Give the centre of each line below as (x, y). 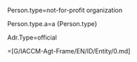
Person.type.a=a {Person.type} (52, 24)
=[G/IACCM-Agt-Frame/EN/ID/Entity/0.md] (69, 51)
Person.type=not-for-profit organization (65, 10)
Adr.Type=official (32, 37)
